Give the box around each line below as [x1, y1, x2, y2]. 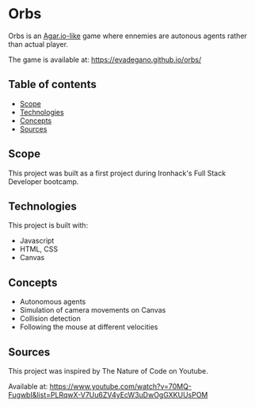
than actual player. [8, 39, 69, 48]
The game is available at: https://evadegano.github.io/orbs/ [8, 55, 202, 64]
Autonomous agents [19, 297, 86, 306]
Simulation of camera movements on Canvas [19, 305, 166, 315]
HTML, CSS [19, 244, 58, 254]
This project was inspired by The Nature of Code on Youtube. [8, 367, 208, 375]
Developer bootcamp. [8, 176, 79, 186]
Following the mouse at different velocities [19, 322, 158, 332]
